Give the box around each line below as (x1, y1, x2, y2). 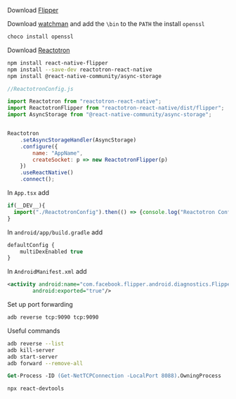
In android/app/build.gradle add (7, 228, 103, 236)
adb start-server (7, 353, 58, 360)
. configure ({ (20, 143, 58, 150)
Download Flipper (7, 6, 58, 14)
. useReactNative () (20, 169, 74, 177)
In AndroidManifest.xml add (7, 267, 87, 276)
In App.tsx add (7, 189, 50, 196)
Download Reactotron (7, 46, 70, 54)
